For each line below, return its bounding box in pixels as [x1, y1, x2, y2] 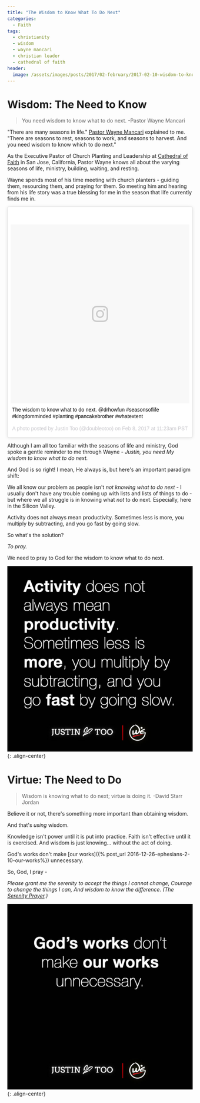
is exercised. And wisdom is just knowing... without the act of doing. [7, 839, 172, 846]
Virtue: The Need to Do [7, 773, 122, 786]
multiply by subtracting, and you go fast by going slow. [7, 520, 140, 527]
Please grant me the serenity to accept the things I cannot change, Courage [7, 880, 192, 887]
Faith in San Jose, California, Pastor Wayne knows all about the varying [7, 159, 180, 166]
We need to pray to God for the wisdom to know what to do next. [7, 554, 164, 562]
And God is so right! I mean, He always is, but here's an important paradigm [7, 466, 191, 473]
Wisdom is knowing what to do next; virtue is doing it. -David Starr [21, 793, 183, 800]
